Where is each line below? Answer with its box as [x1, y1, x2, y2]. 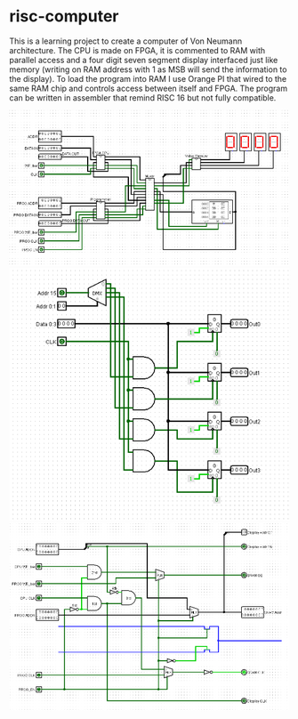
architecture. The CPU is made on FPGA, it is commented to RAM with [9, 44, 266, 55]
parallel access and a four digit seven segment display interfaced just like [9, 54, 278, 65]
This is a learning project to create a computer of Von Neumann [9, 36, 243, 46]
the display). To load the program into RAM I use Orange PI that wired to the [9, 73, 287, 84]
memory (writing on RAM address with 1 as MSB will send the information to [9, 64, 287, 75]
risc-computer [9, 6, 119, 27]
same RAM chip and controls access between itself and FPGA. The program [9, 83, 287, 93]
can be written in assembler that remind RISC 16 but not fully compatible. [9, 92, 277, 103]
